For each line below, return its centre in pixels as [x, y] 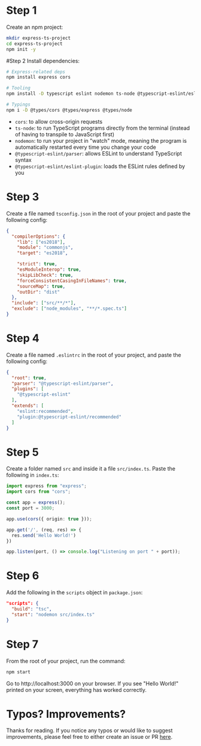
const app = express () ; [36, 503]
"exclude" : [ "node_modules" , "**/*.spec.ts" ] [69, 309]
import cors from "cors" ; [38, 492]
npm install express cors [38, 77]
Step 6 [23, 576]
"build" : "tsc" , [32, 609]
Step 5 [22, 452]
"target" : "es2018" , [42, 253]
